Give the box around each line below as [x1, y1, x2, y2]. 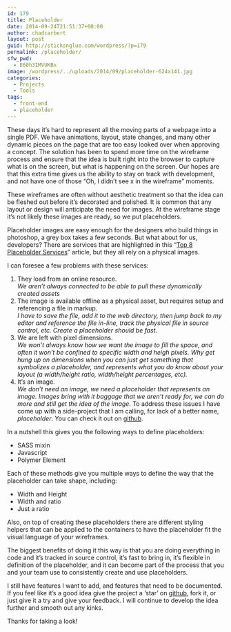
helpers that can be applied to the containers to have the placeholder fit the [7, 525, 222, 533]
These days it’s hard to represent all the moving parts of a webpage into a [7, 125, 217, 133]
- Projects [13, 81, 45, 88]
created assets [17, 289, 60, 297]
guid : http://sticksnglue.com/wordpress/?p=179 [7, 42, 147, 49]
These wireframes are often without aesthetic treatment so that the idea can [7, 190, 224, 198]
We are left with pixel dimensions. [17, 333, 113, 342]
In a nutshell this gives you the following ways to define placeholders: [7, 427, 205, 436]
